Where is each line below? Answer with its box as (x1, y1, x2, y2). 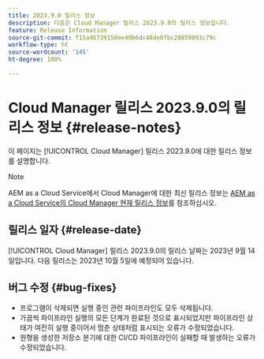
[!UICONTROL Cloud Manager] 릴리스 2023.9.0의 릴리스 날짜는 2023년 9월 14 (8, 245, 256, 255)
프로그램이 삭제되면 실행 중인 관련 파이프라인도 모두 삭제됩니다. (19, 303, 214, 312)
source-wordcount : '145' (8, 48, 90, 56)
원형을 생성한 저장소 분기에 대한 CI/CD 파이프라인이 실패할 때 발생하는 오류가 (19, 333, 256, 342)
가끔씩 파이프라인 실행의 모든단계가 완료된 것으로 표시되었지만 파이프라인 (19, 313, 246, 323)
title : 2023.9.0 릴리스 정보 (8, 11, 96, 20)
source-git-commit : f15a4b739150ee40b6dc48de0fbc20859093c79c (8, 33, 217, 42)
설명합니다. (16, 155, 51, 166)
